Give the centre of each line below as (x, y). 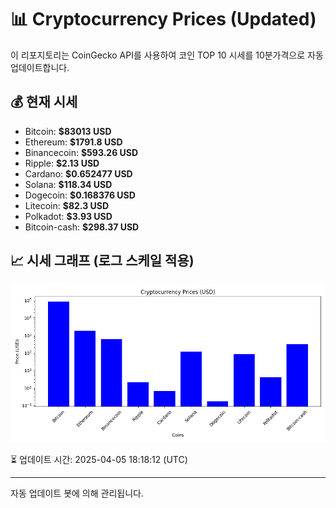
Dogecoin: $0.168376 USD (80, 195)
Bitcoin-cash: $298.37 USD (82, 227)
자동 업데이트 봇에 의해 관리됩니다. (77, 493)
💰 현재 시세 (44, 102)
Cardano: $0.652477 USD (78, 173)
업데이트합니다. (40, 67)
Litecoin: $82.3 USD (67, 205)
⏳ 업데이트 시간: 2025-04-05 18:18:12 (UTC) (99, 459)
